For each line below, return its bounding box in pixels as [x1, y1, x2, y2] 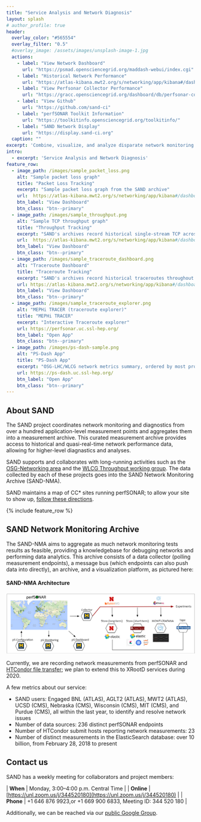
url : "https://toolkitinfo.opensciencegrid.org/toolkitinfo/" [22, 117, 181, 123]
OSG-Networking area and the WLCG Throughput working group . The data [6, 465, 191, 472]
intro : [6, 149, 23, 155]
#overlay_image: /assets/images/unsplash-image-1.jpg [11, 48, 148, 54]
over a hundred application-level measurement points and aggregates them [6, 428, 193, 435]
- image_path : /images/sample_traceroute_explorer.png [11, 300, 151, 307]
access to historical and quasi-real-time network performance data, [6, 440, 173, 448]
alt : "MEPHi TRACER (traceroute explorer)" [17, 307, 127, 313]
